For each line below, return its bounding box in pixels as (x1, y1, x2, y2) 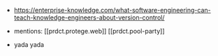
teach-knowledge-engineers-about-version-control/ (13, 13, 165, 22)
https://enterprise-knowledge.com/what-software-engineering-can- (13, 6, 211, 14)
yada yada (13, 41, 44, 48)
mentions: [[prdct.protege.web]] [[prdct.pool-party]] (13, 27, 166, 35)
